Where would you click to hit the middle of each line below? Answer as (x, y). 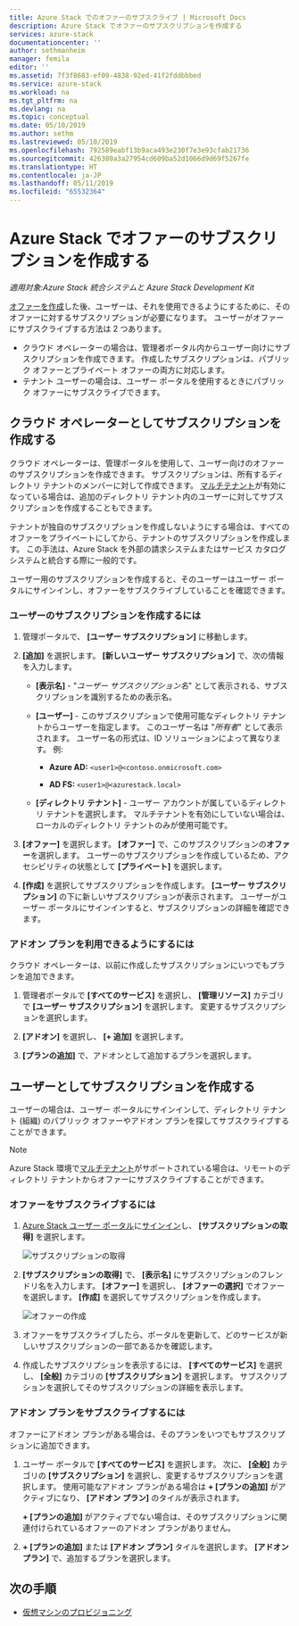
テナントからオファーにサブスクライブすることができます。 (160, 1180)
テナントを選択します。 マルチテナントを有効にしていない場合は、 (168, 814)
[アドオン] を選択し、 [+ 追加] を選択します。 (105, 1037)
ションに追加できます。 (52, 1445)
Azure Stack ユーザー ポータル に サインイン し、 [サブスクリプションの (151, 1226)
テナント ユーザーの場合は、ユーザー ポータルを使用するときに (138, 381)
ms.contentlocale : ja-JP (55, 175)
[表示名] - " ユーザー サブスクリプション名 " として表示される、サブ (158, 686)
